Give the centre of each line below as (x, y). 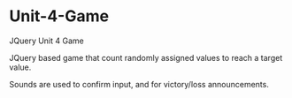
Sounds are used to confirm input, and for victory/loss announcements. (139, 84)
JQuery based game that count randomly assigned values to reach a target (146, 57)
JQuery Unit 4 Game (46, 41)
